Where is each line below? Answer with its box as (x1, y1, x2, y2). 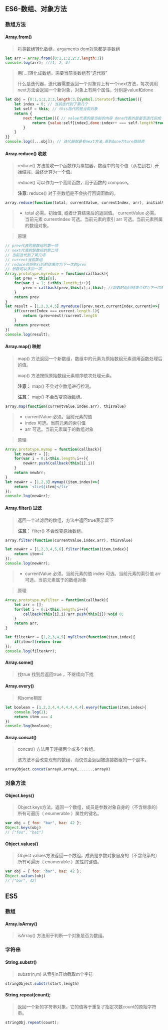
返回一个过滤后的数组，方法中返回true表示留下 (17, 517, 114, 523)
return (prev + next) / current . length (23, 313, 97, 318)
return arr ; (14, 621, 39, 626)
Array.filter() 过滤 (5, 505, 42, 511)
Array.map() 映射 (5, 344, 41, 350)
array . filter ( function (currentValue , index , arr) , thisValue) (5, 538, 133, 543)
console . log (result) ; (5, 332, 50, 337)
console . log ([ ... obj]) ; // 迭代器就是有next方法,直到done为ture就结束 (5, 139, 145, 144)
